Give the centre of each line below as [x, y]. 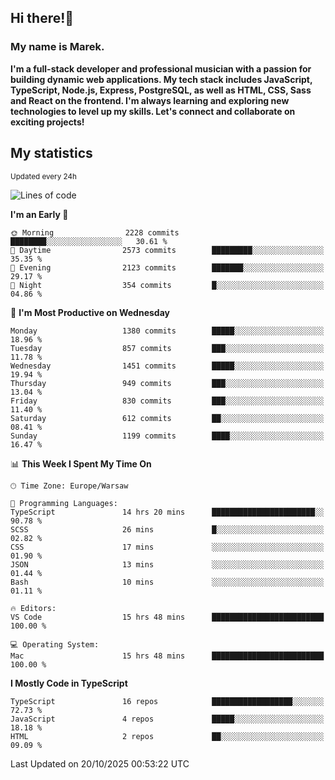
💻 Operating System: [55, 644]
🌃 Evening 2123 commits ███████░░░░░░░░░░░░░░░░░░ [167, 267]
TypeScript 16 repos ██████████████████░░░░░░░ [167, 701]
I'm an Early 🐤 [39, 214]
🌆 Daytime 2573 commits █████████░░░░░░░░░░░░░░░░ [167, 250]
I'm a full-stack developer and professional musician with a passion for [161, 68]
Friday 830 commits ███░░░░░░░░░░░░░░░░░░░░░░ [167, 401]
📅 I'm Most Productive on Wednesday [90, 312]
